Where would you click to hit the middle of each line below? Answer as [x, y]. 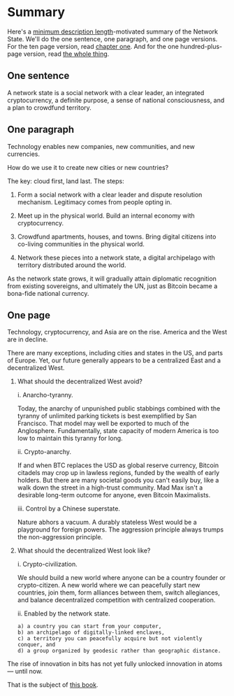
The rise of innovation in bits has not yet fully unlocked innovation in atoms [115, 664]
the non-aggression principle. [60, 537]
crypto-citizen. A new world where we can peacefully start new [109, 585]
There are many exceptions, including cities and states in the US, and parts [115, 353]
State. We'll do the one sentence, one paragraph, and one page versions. [112, 38]
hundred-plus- [202, 46]
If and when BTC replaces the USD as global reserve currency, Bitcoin [118, 465]
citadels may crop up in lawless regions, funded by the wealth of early [118, 473]
